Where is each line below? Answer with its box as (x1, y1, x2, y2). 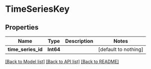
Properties (5, 23, 39, 32)
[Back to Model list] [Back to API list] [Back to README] (5, 59, 119, 65)
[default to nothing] (98, 46, 144, 53)
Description (65, 38, 93, 44)
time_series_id (7, 46, 43, 53)
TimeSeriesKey (5, 3, 70, 15)
